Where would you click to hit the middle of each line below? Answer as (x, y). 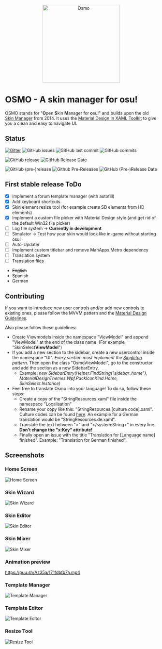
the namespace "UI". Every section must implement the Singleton (77, 358)
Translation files (28, 261)
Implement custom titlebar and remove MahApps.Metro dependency (80, 250)
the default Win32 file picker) (41, 223)
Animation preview (28, 562)
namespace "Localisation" (45, 404)
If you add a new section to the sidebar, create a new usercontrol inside (83, 352)
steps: (18, 394)
